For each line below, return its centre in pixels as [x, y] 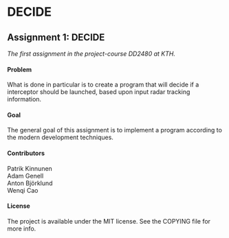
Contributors [26, 153]
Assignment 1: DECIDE [56, 37]
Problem [20, 69]
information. [24, 99]
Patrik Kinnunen [30, 168]
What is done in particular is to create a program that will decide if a [103, 85]
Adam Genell [25, 176]
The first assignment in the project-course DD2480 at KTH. [91, 53]
